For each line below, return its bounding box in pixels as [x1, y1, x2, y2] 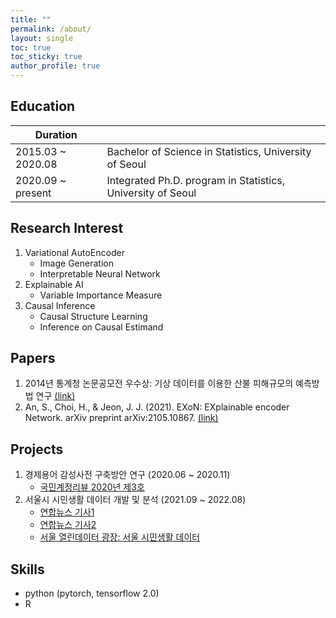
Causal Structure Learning [39, 310, 148, 322]
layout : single [10, 33, 74, 43]
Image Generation [39, 257, 114, 269]
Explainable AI [24, 278, 84, 290]
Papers [10, 350, 56, 367]
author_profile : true [10, 61, 101, 71]
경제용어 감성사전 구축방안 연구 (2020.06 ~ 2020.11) [24, 469, 231, 481]
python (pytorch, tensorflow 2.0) [24, 587, 160, 600]
